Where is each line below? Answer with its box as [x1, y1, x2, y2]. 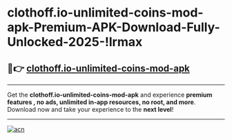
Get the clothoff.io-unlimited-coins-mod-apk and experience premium [7, 91, 213, 99]
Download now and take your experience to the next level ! [7, 106, 174, 113]
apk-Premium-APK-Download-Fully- [7, 19, 221, 35]
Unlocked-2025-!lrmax [7, 34, 143, 50]
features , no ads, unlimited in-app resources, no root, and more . [7, 98, 196, 106]
